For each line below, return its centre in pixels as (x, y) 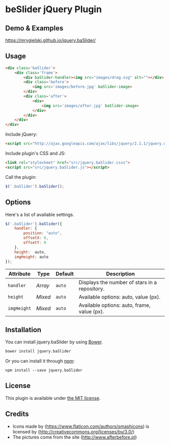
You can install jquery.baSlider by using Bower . (54, 342)
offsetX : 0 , (36, 238)
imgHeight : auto (32, 257)
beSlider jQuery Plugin (54, 9)
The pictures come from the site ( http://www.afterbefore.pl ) (75, 437)
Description (120, 274)
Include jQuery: (21, 134)
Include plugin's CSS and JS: (35, 153)
